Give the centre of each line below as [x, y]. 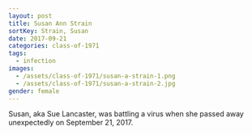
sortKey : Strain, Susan [49, 31]
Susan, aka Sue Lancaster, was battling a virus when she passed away [126, 114]
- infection [36, 61]
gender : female [34, 91]
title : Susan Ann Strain [50, 23]
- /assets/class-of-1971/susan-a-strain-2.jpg [96, 83]
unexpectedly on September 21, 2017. [71, 123]
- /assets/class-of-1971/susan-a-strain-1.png [96, 76]
